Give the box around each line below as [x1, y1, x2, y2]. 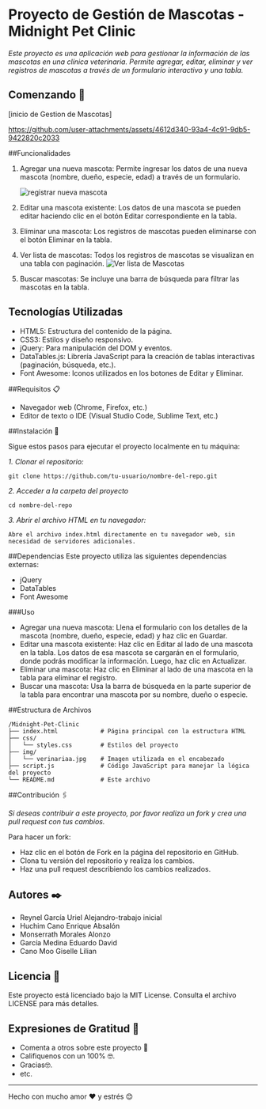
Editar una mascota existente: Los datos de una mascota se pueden [19, 202, 241, 212]
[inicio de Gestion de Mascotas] [8, 109, 112, 119]
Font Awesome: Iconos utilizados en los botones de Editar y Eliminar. [19, 368, 244, 377]
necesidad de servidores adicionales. [8, 537, 136, 545]
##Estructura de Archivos [8, 705, 93, 714]
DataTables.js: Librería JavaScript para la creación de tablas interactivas [19, 351, 256, 361]
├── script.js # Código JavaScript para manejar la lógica [8, 762, 249, 770]
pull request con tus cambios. [8, 816, 105, 826]
